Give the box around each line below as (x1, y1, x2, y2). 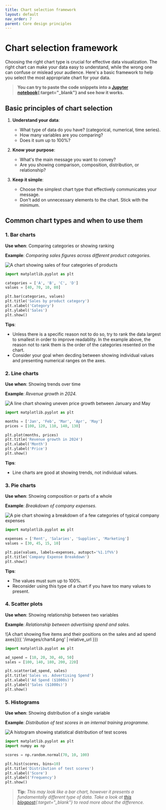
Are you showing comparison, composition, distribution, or (19, 162, 139, 168)
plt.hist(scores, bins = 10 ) (5, 761, 61, 766)
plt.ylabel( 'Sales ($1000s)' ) (5, 682, 68, 687)
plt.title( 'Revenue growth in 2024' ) (5, 437, 83, 442)
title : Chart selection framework (5, 7, 77, 12)
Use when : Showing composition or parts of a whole (5, 493, 112, 499)
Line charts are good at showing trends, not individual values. (12, 470, 138, 475)
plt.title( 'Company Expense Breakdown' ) (5, 554, 90, 559)
